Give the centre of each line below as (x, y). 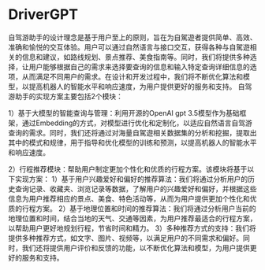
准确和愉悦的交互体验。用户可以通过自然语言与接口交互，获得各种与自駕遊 (129, 47)
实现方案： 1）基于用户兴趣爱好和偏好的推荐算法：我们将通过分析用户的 (131, 179)
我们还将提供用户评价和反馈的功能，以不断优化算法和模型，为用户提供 (136, 248)
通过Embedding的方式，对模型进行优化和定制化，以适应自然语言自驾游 (137, 123)
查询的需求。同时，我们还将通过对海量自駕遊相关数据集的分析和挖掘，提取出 (132, 132)
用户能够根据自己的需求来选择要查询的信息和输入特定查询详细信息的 (139, 67)
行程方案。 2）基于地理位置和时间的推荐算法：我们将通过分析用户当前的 (139, 208)
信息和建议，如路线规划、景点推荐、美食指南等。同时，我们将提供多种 (136, 57)
